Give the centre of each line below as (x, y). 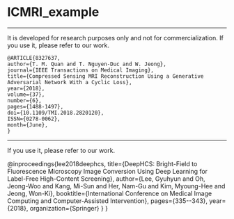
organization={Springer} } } (69, 208)
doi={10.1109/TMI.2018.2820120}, (56, 113)
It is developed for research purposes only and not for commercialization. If (116, 38)
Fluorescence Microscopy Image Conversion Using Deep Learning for (107, 171)
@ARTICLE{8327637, (34, 58)
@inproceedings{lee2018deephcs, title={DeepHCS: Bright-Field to (102, 163)
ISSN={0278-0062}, (34, 119)
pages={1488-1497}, (36, 106)
